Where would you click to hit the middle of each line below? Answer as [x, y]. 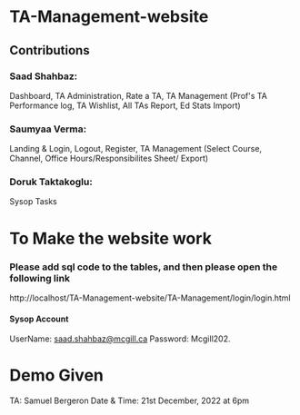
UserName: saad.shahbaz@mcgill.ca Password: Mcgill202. [120, 339]
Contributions [50, 50]
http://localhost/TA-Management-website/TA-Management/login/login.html [150, 298]
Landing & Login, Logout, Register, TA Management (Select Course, [135, 149]
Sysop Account [39, 319]
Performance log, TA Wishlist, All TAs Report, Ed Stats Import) [125, 105]
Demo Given [57, 375]
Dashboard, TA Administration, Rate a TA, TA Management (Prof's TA [139, 95]
